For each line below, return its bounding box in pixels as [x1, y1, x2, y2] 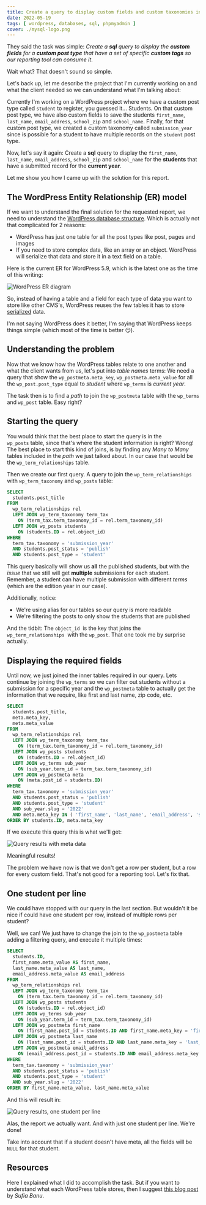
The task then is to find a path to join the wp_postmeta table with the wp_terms [7, 392, 200, 399]
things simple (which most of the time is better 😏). [7, 327, 134, 334]
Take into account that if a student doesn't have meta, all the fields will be [7, 1138, 193, 1145]
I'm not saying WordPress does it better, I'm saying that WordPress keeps [7, 320, 192, 327]
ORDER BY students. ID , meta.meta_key [7, 817, 103, 823]
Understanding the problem [7, 344, 115, 355]
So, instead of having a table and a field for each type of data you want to [7, 295, 193, 303]
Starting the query [7, 416, 79, 427]
